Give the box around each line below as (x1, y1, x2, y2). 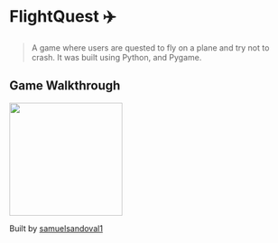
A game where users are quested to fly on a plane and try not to (31, 42, 270, 53)
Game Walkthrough (9, 78, 121, 94)
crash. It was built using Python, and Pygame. (31, 51, 202, 62)
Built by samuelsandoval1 (9, 222, 104, 234)
